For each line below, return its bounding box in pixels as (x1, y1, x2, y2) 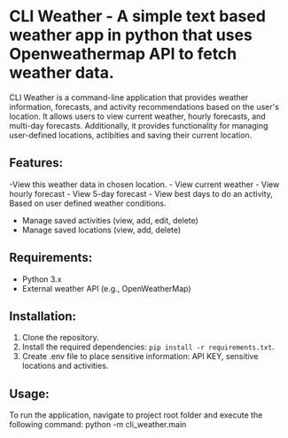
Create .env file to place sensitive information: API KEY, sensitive (21, 351, 259, 362)
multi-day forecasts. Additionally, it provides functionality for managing (9, 120, 269, 130)
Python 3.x (21, 273, 62, 285)
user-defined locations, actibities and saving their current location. (9, 129, 253, 140)
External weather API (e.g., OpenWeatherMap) (21, 283, 192, 293)
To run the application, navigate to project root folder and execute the (9, 410, 263, 420)
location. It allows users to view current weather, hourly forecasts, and (9, 111, 266, 121)
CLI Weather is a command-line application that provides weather (9, 91, 249, 103)
